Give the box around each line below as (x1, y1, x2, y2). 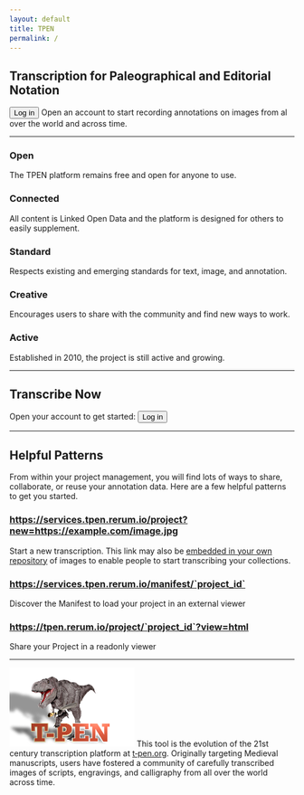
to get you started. (9, 491, 79, 502)
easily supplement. (9, 222, 80, 233)
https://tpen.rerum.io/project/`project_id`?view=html (9, 620, 249, 633)
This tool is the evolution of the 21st (136, 738, 270, 750)
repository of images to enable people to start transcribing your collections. (9, 554, 291, 565)
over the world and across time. (9, 118, 128, 129)
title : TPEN (9, 24, 54, 33)
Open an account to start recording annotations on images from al (41, 107, 288, 118)
